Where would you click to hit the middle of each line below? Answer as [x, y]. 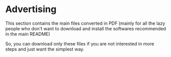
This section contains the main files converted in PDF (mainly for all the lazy [85, 23]
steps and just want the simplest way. [45, 49]
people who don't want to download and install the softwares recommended [86, 28]
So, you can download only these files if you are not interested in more [80, 43]
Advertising [31, 9]
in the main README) [28, 34]
